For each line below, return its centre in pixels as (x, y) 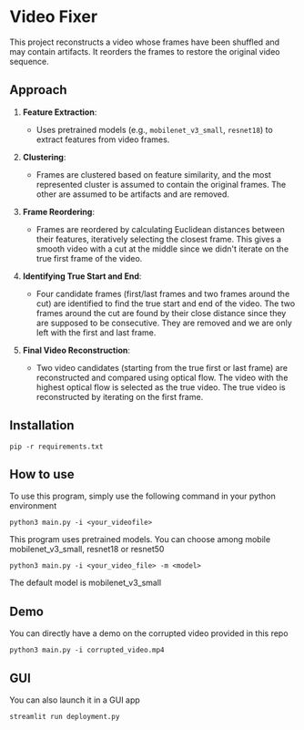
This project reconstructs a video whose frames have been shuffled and (145, 42)
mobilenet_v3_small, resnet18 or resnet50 (87, 550)
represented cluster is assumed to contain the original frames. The (161, 184)
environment (33, 506)
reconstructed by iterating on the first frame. (120, 396)
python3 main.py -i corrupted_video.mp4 (87, 650)
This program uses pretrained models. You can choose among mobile (140, 540)
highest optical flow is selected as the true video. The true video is (161, 387)
